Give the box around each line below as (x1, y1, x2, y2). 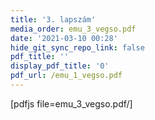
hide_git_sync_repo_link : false (10, 42, 145, 53)
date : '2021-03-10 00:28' (10, 33, 118, 43)
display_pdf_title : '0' (10, 61, 110, 71)
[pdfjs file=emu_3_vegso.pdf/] (10, 97, 133, 110)
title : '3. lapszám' (10, 14, 97, 25)
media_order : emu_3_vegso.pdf (10, 24, 137, 34)
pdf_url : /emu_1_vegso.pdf (10, 71, 123, 81)
